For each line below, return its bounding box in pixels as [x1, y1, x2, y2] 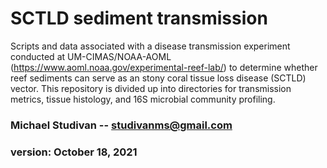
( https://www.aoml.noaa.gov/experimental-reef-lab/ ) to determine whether [10, 61, 318, 73]
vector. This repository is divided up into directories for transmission [10, 82, 292, 94]
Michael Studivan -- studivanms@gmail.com [10, 118, 233, 132]
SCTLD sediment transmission [10, 7, 268, 30]
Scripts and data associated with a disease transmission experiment [10, 40, 291, 52]
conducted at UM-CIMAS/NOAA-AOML [10, 50, 172, 62]
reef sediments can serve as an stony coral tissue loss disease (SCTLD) [10, 72, 307, 84]
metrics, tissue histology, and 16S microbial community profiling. [10, 93, 276, 105]
